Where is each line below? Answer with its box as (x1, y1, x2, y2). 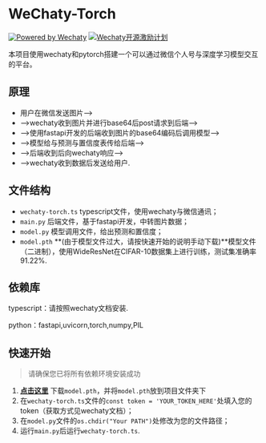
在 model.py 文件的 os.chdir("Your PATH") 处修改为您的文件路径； (19, 416, 230, 425)
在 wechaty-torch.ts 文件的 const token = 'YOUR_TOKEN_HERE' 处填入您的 (19, 396, 252, 405)
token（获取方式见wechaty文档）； (19, 406, 134, 416)
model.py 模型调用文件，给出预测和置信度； (19, 226, 164, 236)
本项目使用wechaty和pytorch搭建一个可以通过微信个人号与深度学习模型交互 (8, 49, 259, 58)
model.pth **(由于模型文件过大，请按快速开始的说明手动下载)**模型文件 (19, 236, 256, 246)
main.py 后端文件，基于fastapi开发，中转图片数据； (19, 216, 190, 226)
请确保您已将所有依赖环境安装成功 (27, 369, 141, 379)
